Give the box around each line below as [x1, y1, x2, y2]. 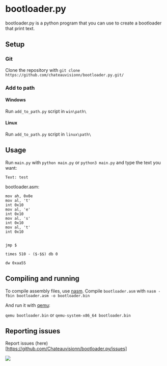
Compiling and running [5, 274, 80, 283]
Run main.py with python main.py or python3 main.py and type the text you [5, 159, 161, 166]
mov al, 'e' [5, 207, 31, 212]
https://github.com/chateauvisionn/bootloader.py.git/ [5, 72, 124, 77]
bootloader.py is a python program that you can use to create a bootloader [5, 20, 162, 26]
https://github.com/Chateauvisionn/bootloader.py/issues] [7, 346, 127, 352]
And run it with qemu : [5, 302, 51, 308]
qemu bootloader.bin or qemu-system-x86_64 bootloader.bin [5, 312, 131, 318]
